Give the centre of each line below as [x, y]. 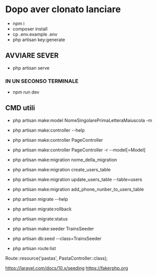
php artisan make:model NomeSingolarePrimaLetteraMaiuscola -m [82, 120]
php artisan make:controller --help [49, 130]
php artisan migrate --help [40, 199]
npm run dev [26, 92]
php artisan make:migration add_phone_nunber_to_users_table [78, 189]
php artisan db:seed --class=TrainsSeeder [57, 238]
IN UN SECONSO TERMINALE [42, 81]
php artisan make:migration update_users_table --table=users [77, 179]
